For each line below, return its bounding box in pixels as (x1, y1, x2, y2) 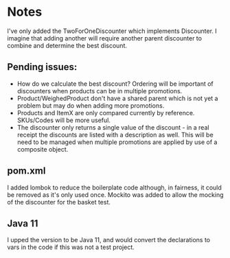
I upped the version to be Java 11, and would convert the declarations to (7, 236, 211, 244)
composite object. (16, 145, 69, 153)
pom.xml (7, 165, 46, 177)
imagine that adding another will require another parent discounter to (7, 34, 203, 42)
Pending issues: (7, 61, 78, 73)
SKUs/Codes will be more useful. (16, 116, 111, 124)
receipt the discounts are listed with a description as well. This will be (16, 130, 214, 139)
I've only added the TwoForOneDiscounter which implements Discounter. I (7, 27, 218, 35)
